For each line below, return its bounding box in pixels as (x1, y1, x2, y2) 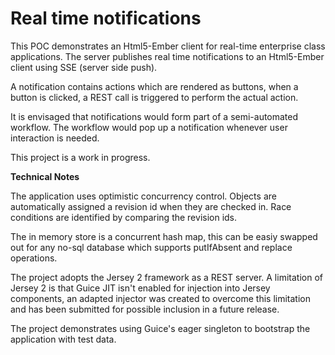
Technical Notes (10, 170, 80, 182)
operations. (10, 252, 58, 264)
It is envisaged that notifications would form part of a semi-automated (10, 110, 299, 122)
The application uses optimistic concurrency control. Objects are (10, 190, 277, 202)
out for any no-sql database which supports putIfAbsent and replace (10, 241, 293, 253)
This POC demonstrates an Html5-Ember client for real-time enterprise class (10, 40, 326, 52)
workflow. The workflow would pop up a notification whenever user (10, 121, 288, 133)
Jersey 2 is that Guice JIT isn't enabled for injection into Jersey (10, 282, 271, 294)
